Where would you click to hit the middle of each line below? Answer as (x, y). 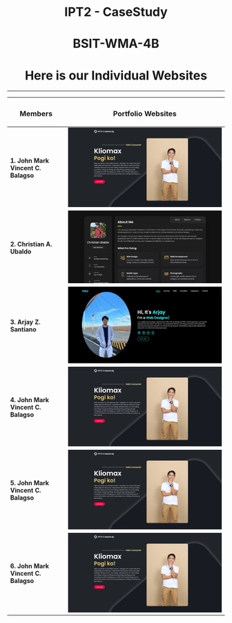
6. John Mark (30, 566)
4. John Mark (30, 400)
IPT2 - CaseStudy (116, 12)
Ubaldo (21, 251)
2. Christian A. (31, 244)
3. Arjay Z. (25, 322)
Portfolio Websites (145, 114)
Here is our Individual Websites (116, 75)
